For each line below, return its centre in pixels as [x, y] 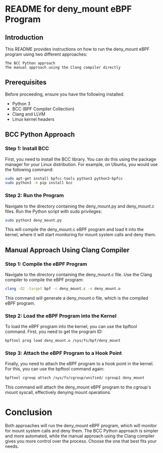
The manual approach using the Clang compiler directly [63, 67]
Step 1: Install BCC [27, 148]
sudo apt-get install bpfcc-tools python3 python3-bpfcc [64, 178]
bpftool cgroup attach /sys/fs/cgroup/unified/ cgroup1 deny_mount [75, 378]
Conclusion [29, 412]
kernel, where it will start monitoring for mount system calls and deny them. [81, 235]
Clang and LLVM [28, 114]
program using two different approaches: [46, 54]
